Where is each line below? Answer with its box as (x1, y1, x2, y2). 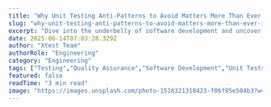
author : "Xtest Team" (8, 42, 81, 50)
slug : (8, 19, 27, 27)
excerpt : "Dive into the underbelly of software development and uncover (8, 27, 262, 35)
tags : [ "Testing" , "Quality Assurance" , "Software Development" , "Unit (8, 64, 244, 72)
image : (8, 86, 31, 95)
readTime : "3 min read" (8, 79, 89, 87)
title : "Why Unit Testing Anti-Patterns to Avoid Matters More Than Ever (8, 11, 262, 20)
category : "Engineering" (8, 57, 92, 65)
